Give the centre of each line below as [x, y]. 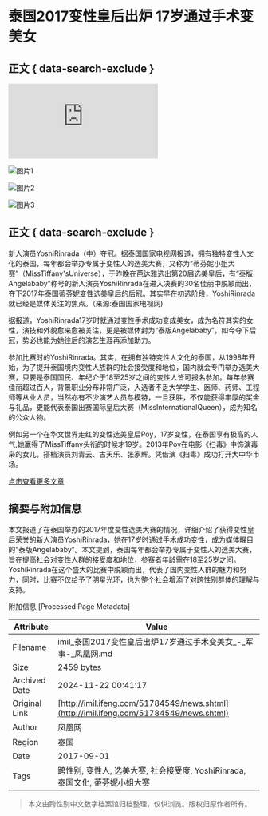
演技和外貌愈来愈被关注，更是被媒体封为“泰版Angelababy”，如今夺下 [136, 330]
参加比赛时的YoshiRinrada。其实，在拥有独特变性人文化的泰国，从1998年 [128, 357]
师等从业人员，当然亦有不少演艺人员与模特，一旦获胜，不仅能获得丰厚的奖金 [134, 397]
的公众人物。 [29, 417]
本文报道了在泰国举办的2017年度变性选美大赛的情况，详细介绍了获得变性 [128, 529]
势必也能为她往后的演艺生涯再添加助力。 [89, 340]
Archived [29, 680]
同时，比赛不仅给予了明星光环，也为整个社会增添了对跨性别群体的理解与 [141, 579]
